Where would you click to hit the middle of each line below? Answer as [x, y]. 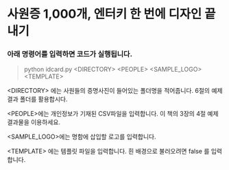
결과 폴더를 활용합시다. [37, 99]
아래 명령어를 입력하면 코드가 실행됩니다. [70, 54]
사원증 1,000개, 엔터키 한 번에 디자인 [105, 14]
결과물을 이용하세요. [34, 122]
